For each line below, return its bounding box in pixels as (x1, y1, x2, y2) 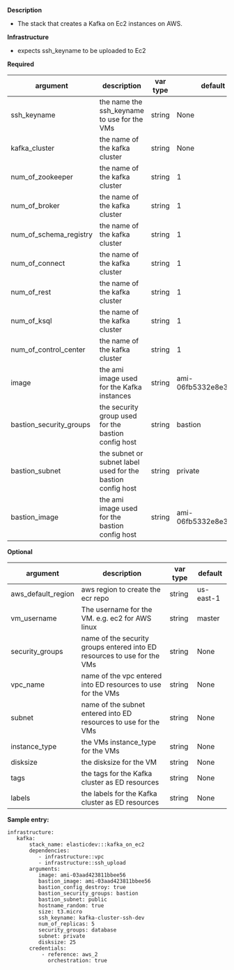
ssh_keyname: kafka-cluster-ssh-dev (38, 914, 145, 921)
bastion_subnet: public (38, 896, 108, 903)
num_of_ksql (10, 316, 52, 325)
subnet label (99, 457, 140, 467)
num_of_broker (10, 201, 61, 210)
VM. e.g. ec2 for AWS (81, 613, 152, 623)
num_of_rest (10, 288, 52, 297)
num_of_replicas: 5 (38, 920, 95, 927)
